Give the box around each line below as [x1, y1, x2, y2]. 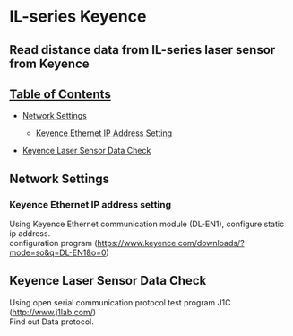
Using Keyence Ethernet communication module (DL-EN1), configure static [9, 218, 285, 230]
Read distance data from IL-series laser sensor [9, 42, 276, 57]
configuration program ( [9, 238, 98, 249]
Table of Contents [9, 86, 112, 102]
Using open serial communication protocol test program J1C [9, 296, 231, 307]
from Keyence [9, 56, 90, 71]
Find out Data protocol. [9, 316, 94, 327]
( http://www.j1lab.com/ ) [9, 306, 97, 317]
